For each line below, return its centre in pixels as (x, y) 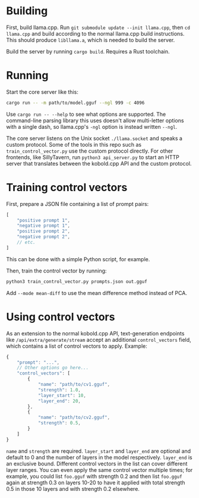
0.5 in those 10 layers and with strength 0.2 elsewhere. (73, 489)
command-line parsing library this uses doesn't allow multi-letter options (95, 120)
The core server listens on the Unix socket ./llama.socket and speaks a (94, 138)
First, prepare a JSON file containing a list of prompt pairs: (78, 204)
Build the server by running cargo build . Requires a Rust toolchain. (88, 51)
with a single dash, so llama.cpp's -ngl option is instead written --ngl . (92, 126)
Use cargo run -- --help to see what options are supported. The (86, 114)
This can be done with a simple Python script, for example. (78, 259)
